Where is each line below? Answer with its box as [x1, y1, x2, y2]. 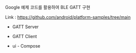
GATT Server [12, 24, 39, 30]
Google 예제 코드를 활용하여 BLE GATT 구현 [5, 4, 91, 10]
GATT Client [12, 34, 37, 39]
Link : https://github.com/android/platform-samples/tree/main [5, 14, 131, 20]
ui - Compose [12, 43, 41, 49]
